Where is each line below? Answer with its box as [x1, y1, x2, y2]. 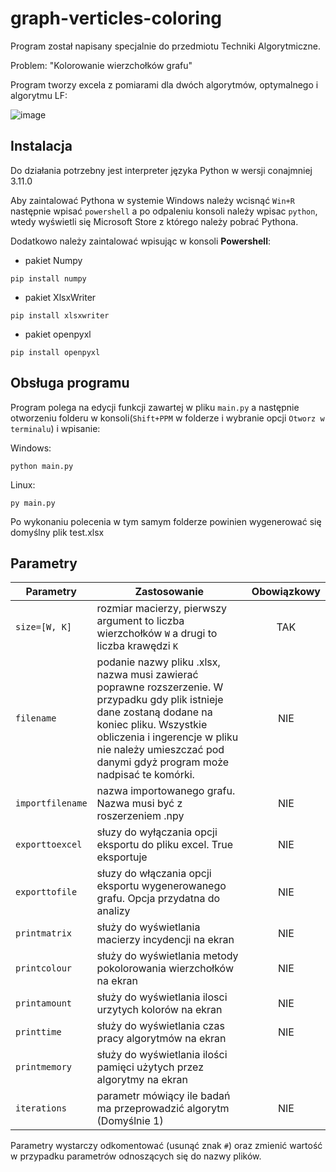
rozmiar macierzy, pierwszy [96, 602, 228, 616]
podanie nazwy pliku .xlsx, [96, 655, 221, 669]
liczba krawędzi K [96, 639, 179, 653]
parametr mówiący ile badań [96, 1089, 231, 1103]
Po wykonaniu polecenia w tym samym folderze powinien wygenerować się [10, 515, 322, 527]
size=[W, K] [15, 622, 73, 633]
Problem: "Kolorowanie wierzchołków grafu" [10, 59, 193, 71]
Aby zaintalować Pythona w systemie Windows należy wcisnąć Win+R [10, 194, 295, 206]
